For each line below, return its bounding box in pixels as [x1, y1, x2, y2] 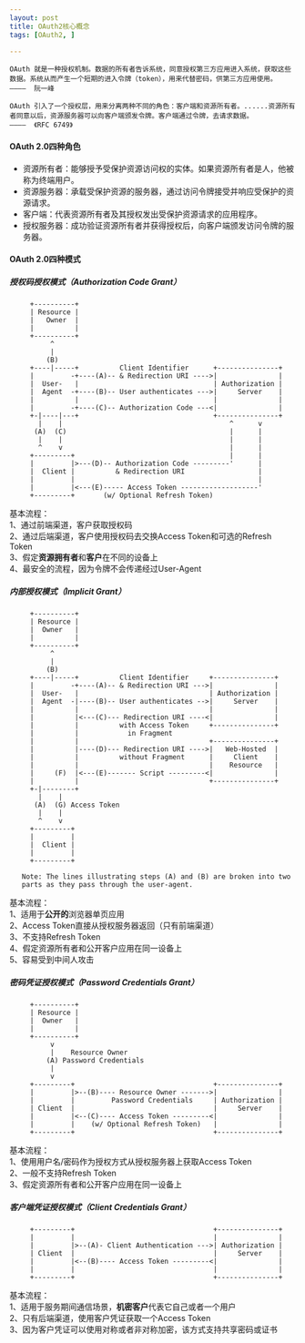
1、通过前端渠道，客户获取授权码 [9, 520, 133, 531]
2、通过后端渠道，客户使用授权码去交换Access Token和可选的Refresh [9, 531, 272, 542]
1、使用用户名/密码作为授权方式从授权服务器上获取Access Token [9, 1156, 252, 1167]
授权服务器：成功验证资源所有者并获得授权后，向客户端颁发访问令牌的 [22, 219, 287, 230]
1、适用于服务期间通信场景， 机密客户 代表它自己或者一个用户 [9, 1301, 237, 1312]
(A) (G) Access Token [33, 800, 120, 810]
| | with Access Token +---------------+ [29, 721, 280, 730]
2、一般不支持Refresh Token [9, 1167, 117, 1179]
